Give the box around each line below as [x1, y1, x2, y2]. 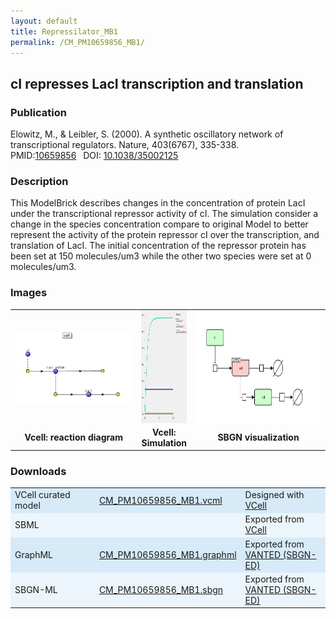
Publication [10, 105, 67, 119]
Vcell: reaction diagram [24, 431, 123, 444]
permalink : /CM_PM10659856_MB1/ [10, 37, 145, 47]
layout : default [10, 16, 78, 26]
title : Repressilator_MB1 [10, 26, 118, 37]
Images [10, 286, 48, 300]
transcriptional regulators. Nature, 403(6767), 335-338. [10, 139, 240, 151]
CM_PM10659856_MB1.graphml [98, 548, 237, 560]
